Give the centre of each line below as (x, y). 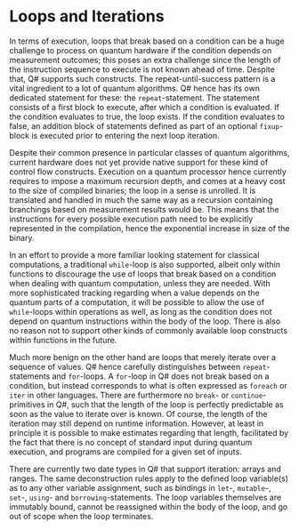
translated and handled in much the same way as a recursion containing (141, 200)
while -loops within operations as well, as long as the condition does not (141, 311)
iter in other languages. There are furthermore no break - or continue (136, 395)
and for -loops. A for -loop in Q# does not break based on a (161, 376)
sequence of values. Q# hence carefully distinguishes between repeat (138, 366)
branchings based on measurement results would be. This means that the (144, 209)
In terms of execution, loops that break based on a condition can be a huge (147, 41)
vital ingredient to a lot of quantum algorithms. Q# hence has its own (135, 88)
